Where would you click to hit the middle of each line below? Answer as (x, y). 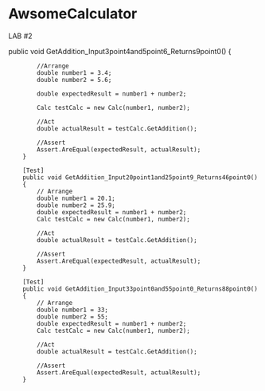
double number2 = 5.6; (74, 80)
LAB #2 (21, 36)
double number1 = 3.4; (74, 72)
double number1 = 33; (73, 310)
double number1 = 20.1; (76, 198)
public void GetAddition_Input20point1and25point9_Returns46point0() (140, 177)
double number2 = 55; (73, 317)
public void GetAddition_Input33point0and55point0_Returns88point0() (140, 289)
